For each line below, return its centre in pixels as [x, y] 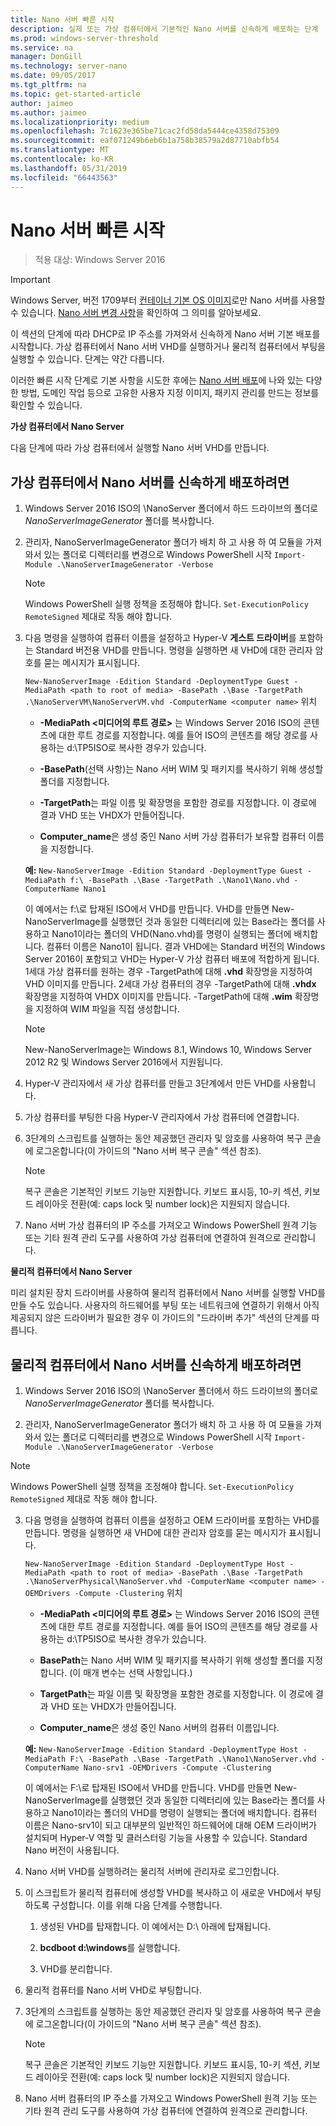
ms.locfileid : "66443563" [64, 177]
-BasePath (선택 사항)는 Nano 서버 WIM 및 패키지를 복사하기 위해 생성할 [181, 769]
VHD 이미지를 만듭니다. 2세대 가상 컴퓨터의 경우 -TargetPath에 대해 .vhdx [170, 984]
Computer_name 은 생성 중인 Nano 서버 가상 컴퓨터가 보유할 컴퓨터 [173, 837]
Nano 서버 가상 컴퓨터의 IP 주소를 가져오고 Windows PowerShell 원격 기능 [171, 1225]
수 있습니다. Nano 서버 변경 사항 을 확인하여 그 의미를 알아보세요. [136, 313]
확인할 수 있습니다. [46, 405]
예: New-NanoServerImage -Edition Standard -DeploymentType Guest [163, 870]
